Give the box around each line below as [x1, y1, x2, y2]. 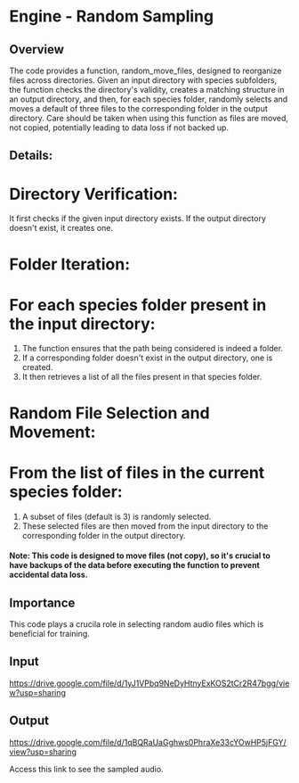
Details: [9, 148, 53, 163]
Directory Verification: [9, 184, 178, 204]
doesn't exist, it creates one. [9, 223, 114, 234]
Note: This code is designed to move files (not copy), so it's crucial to [9, 550, 271, 561]
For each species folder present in [9, 294, 267, 315]
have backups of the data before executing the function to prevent [9, 560, 260, 571]
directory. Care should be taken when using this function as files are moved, [9, 113, 289, 123]
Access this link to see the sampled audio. [9, 763, 164, 774]
